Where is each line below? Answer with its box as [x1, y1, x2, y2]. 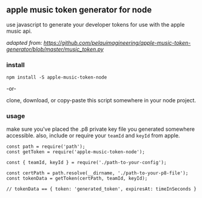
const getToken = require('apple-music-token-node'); [6, 149, 146, 155]
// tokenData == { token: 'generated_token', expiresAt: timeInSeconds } [6, 186, 197, 193]
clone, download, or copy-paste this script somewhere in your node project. [6, 97, 196, 104]
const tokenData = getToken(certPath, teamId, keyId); [6, 176, 148, 182]
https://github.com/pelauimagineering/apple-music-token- [43, 39, 191, 46]
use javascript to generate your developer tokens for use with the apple [6, 21, 185, 28]
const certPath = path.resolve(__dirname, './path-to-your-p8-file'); [6, 170, 189, 176]
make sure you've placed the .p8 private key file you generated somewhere [6, 125, 195, 133]
